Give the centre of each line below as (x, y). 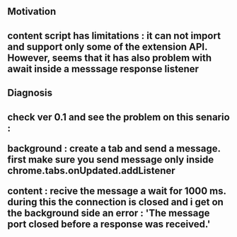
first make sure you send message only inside (111, 160)
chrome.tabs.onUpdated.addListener (91, 170)
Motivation (32, 12)
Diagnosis (30, 93)
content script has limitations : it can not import (114, 36)
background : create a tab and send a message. (114, 148)
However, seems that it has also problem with (110, 58)
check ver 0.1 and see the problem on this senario (118, 117)
